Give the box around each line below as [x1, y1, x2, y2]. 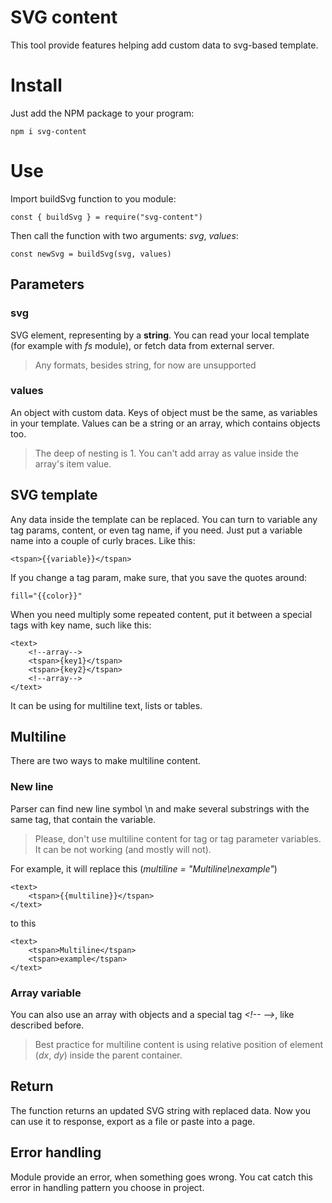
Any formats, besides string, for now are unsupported [34, 359, 257, 371]
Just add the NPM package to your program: [10, 107, 195, 119]
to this [10, 917, 37, 929]
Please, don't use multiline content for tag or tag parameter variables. [34, 832, 322, 845]
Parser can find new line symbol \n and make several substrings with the [10, 802, 310, 815]
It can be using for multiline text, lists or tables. [10, 699, 203, 711]
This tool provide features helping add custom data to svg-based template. [10, 39, 319, 51]
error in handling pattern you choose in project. [10, 1181, 205, 1193]
